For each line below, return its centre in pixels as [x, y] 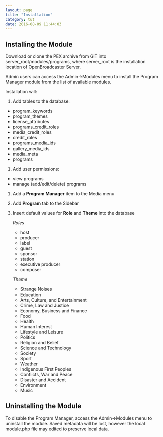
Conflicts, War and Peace [46, 375]
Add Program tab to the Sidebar [46, 203]
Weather [29, 364]
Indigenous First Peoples [46, 369]
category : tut [20, 19]
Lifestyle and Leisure [42, 332]
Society [28, 353]
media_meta [25, 154]
